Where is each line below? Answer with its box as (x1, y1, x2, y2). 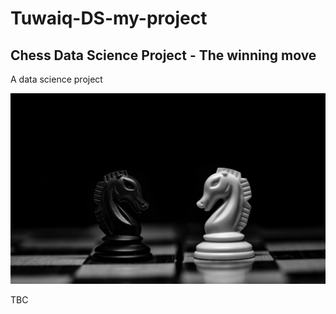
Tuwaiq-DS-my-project (10, 7, 208, 30)
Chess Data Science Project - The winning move (10, 47, 317, 64)
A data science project (10, 73, 103, 85)
